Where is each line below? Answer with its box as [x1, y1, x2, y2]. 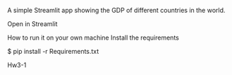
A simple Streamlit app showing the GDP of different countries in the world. [7, 6, 226, 14]
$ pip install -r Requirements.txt [7, 47, 99, 55]
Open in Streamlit [7, 20, 58, 28]
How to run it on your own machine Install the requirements [7, 33, 180, 42]
